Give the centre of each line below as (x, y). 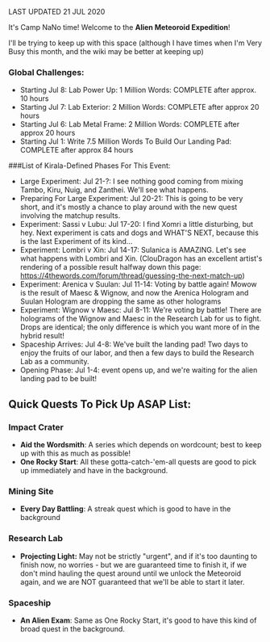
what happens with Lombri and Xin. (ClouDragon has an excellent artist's (141, 258)
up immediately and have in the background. (94, 470)
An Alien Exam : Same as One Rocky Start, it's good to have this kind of (138, 620)
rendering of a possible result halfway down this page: (110, 267)
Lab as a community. (55, 362)
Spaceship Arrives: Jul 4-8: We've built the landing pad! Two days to (134, 344)
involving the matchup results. (70, 216)
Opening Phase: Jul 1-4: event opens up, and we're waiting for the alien (139, 370)
